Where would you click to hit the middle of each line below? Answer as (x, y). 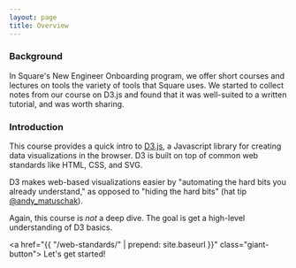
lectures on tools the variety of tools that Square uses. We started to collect (147, 85)
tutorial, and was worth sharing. (67, 103)
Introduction (36, 126)
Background (36, 57)
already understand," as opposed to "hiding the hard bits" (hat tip (128, 192)
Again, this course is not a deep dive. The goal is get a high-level (127, 218)
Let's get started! (75, 254)
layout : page (33, 17)
